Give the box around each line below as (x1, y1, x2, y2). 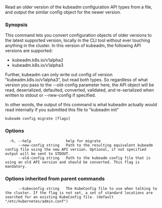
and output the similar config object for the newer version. (5, 9, 121, 15)
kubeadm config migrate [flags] (5, 116, 70, 121)
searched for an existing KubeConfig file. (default (5, 194, 114, 199)
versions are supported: (5, 48, 53, 54)
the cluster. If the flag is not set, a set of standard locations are (5, 190, 153, 195)
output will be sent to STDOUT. (5, 151, 70, 156)
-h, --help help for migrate (9, 138, 101, 144)
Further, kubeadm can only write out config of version (5, 72, 113, 78)
